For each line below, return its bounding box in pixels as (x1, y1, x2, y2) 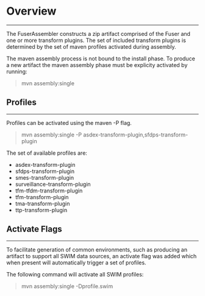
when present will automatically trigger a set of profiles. (6, 259, 146, 266)
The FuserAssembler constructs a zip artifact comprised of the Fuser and (6, 30, 191, 37)
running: (6, 68, 27, 75)
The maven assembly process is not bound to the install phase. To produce (6, 55, 195, 62)
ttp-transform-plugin (15, 206, 68, 214)
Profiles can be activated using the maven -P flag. (6, 119, 132, 126)
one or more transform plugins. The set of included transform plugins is (6, 37, 186, 44)
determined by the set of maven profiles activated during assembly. (6, 43, 176, 50)
